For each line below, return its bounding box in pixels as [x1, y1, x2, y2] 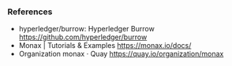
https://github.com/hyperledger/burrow [18, 32, 148, 42]
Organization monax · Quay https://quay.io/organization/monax [18, 49, 224, 59]
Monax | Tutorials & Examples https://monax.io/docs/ [18, 41, 192, 50]
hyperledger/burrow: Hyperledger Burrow [18, 24, 155, 34]
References [7, 6, 53, 17]
